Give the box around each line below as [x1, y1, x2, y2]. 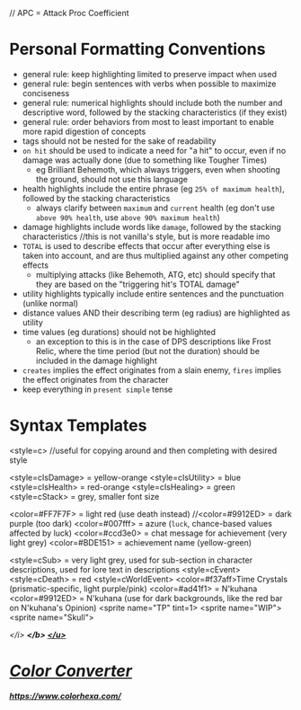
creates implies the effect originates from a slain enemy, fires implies [22, 364, 281, 376]
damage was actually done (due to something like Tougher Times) [22, 155, 268, 165]
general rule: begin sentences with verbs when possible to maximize [22, 78, 277, 89]
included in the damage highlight [35, 355, 157, 366]
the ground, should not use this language [35, 173, 189, 184]
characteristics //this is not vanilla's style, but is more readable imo [22, 231, 270, 242]
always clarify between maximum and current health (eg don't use [35, 202, 276, 213]
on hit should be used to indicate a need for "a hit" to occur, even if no [22, 145, 287, 155]
